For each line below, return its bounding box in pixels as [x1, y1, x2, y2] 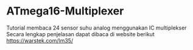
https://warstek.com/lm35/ [6, 37, 74, 44]
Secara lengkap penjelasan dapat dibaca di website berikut [6, 30, 155, 37]
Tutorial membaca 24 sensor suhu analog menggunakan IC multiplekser [6, 24, 187, 31]
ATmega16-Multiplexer [6, 4, 124, 18]
